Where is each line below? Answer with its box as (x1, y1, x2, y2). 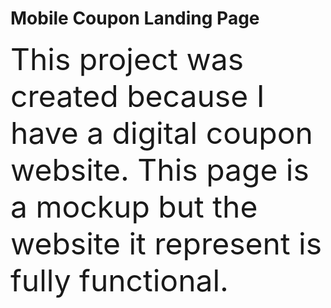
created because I (10, 77, 265, 115)
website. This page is (10, 150, 310, 189)
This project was (10, 40, 245, 78)
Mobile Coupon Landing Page (10, 7, 260, 30)
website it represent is (10, 224, 323, 262)
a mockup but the (10, 187, 258, 226)
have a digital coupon (10, 113, 313, 152)
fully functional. (10, 261, 229, 299)
